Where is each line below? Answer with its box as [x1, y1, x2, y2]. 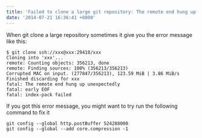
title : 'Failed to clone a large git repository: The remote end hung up [6, 8, 197, 15]
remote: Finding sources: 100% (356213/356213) [6, 65, 129, 71]
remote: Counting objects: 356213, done [6, 60, 110, 66]
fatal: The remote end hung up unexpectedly [6, 81, 120, 87]
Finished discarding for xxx [6, 76, 80, 82]
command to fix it [6, 108, 50, 116]
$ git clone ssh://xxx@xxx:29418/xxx [6, 49, 102, 55]
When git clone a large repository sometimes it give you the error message [6, 31, 192, 38]
